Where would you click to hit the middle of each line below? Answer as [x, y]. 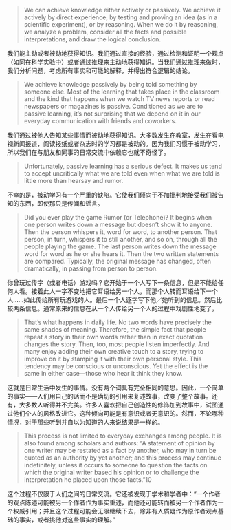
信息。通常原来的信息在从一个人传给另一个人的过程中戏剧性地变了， [121, 308]
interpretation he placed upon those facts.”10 [88, 480]
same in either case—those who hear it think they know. [103, 373]
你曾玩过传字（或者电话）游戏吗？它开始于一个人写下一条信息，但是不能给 [112, 283]
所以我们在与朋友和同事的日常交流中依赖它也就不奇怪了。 [88, 152]
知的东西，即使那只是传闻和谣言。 [55, 203]
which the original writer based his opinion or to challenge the [111, 472]
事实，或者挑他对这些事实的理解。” [67, 520]
